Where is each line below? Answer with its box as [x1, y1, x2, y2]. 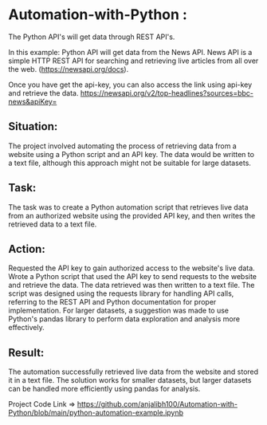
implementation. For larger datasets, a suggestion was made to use [8, 305, 230, 316]
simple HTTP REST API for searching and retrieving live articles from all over [8, 56, 259, 65]
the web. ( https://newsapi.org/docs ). [8, 64, 129, 73]
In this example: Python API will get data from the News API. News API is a [8, 47, 253, 57]
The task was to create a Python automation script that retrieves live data [8, 202, 249, 212]
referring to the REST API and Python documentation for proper [8, 297, 217, 307]
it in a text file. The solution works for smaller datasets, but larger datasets [8, 376, 252, 385]
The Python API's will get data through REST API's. [8, 32, 175, 41]
